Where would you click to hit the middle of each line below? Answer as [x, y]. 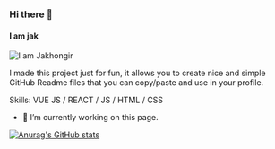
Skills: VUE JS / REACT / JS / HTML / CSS [86, 100]
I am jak [24, 36]
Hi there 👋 [31, 14]
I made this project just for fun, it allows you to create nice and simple [137, 73]
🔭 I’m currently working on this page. [90, 118]
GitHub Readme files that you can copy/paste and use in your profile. [137, 83]
